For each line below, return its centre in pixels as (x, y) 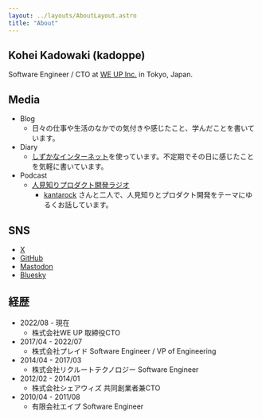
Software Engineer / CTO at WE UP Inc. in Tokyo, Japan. (101, 74)
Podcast (33, 175)
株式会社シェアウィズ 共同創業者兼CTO (96, 388)
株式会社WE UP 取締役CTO (76, 332)
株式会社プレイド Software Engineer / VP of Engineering (124, 350)
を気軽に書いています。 (70, 166)
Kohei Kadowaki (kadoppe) (77, 55)
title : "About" (33, 23)
